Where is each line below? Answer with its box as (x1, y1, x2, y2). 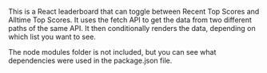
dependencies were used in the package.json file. (8, 56, 173, 65)
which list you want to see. (8, 32, 96, 41)
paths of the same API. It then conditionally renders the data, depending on (8, 24, 256, 33)
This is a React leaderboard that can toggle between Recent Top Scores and (8, 7, 260, 16)
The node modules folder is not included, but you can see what (8, 48, 217, 56)
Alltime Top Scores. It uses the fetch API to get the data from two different (8, 15, 252, 25)
